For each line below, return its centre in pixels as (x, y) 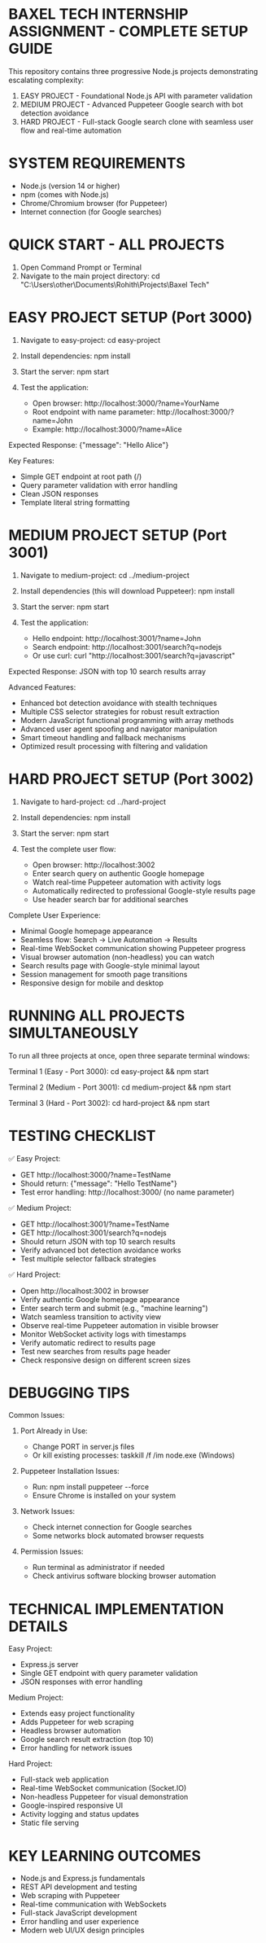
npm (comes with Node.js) (65, 194)
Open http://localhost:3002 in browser (84, 1291)
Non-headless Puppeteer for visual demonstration (104, 1797)
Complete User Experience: (55, 915)
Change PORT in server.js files (83, 1447)
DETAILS (38, 1626)
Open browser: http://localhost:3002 (94, 865)
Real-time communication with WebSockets (93, 1904)
